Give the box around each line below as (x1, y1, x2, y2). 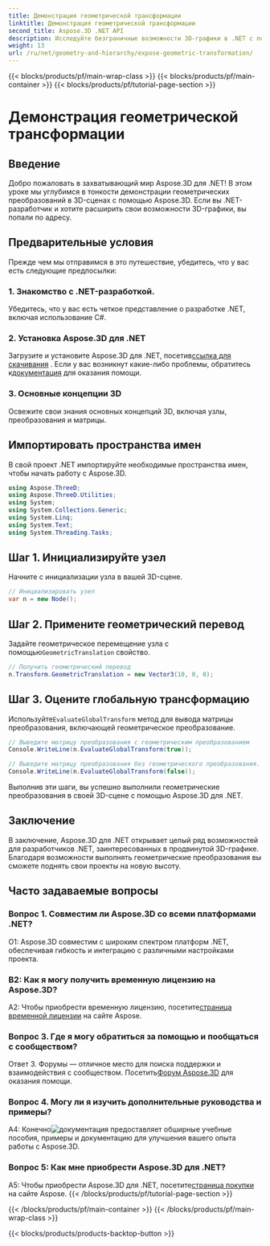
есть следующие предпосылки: (8, 265, 117, 275)
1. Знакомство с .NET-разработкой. (8, 286, 155, 297)
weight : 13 (8, 42, 45, 50)
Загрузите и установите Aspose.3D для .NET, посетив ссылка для (8, 351, 231, 360)
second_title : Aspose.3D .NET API (8, 27, 125, 35)
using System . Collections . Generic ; (8, 506, 128, 515)
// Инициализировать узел (8, 588, 95, 596)
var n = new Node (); (8, 595, 78, 603)
